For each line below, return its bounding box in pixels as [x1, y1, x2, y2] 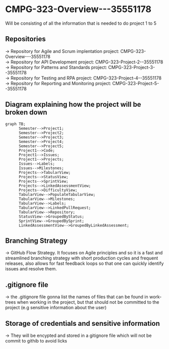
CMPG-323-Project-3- [108, 64, 155, 70]
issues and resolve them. [5, 266, 57, 272]
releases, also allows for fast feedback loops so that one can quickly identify [5, 260, 164, 266]
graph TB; [5, 121, 26, 126]
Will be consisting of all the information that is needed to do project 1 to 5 [5, 20, 157, 26]
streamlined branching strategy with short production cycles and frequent [5, 255, 158, 261]
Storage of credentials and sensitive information [5, 319, 160, 328]
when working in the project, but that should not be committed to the [17, 299, 159, 305]
